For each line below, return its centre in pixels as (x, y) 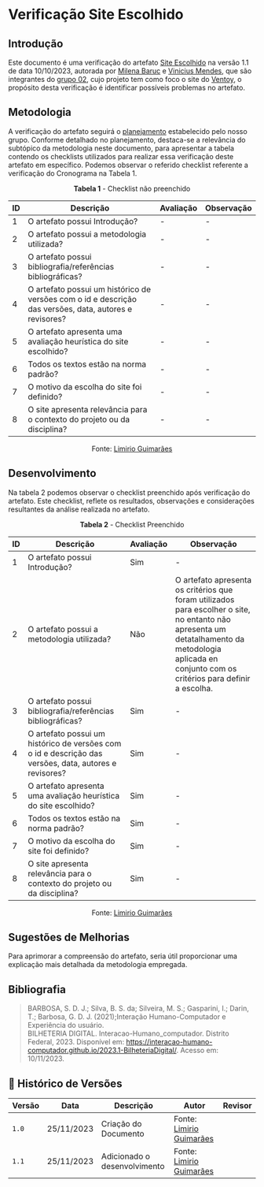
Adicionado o (126, 1156)
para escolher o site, (213, 609)
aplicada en (197, 658)
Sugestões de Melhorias (69, 938)
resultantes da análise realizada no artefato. (79, 509)
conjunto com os (206, 668)
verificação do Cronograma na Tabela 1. (73, 173)
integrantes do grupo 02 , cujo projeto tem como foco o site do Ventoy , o (125, 79)
